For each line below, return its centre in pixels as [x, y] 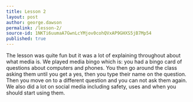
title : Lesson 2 [26, 11]
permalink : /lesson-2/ [34, 28]
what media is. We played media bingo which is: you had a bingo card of [94, 62]
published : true [26, 39]
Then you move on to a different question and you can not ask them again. [97, 80]
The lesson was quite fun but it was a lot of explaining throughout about [94, 55]
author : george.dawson [34, 22]
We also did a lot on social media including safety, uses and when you [91, 86]
